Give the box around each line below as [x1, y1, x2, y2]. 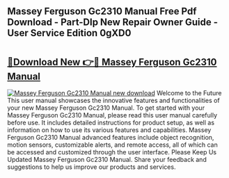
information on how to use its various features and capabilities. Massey [7, 126, 212, 134]
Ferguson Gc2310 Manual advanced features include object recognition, [7, 133, 214, 141]
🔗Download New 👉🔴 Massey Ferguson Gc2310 [7, 56, 217, 68]
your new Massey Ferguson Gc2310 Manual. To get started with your [7, 104, 205, 112]
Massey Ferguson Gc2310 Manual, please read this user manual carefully [7, 111, 218, 119]
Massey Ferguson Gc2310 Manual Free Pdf [7, 6, 197, 17]
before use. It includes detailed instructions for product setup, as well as [7, 118, 214, 127]
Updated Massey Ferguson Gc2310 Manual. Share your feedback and [7, 156, 207, 163]
